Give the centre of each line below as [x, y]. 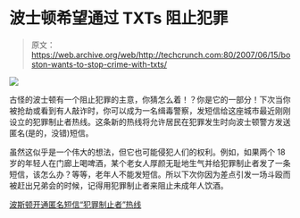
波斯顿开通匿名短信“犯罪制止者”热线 [75, 204]
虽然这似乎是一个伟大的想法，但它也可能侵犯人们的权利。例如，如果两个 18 [147, 152]
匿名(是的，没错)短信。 [51, 133]
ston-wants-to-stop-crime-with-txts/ [99, 64]
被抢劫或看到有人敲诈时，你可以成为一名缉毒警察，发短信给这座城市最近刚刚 [150, 110]
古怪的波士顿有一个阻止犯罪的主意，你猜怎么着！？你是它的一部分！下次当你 [150, 99]
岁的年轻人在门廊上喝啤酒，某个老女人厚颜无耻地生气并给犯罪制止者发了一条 [150, 163]
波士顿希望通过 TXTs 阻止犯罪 [119, 18]
